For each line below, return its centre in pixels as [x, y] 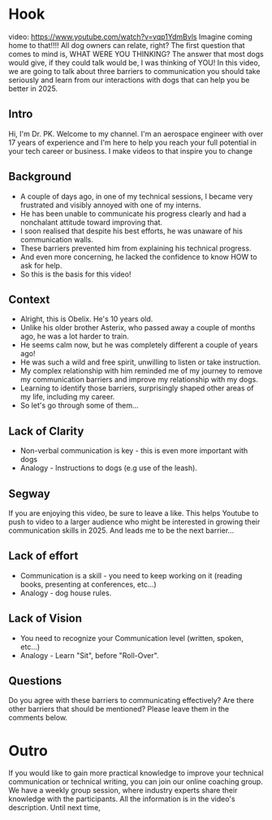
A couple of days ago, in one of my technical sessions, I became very [136, 196]
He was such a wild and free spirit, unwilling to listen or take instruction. [140, 362]
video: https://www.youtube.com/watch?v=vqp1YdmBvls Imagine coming [131, 37]
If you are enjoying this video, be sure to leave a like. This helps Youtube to [134, 513]
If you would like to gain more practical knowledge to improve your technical [136, 773]
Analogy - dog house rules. [66, 593]
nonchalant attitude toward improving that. [91, 222]
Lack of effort [43, 556]
